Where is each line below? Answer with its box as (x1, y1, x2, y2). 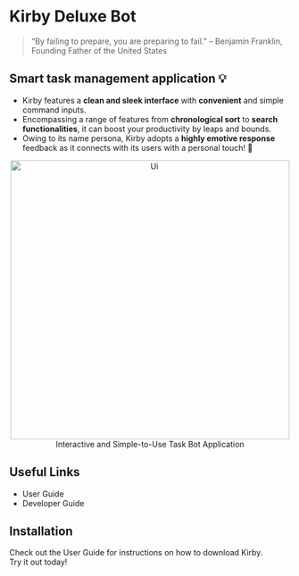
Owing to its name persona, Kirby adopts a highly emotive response (21, 132, 276, 144)
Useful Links (9, 464, 80, 480)
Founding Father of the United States (30, 45, 168, 55)
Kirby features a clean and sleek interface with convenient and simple (21, 95, 284, 105)
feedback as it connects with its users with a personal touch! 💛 (21, 142, 253, 153)
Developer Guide (21, 497, 85, 508)
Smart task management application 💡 (9, 71, 228, 87)
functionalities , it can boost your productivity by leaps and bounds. (21, 123, 272, 134)
